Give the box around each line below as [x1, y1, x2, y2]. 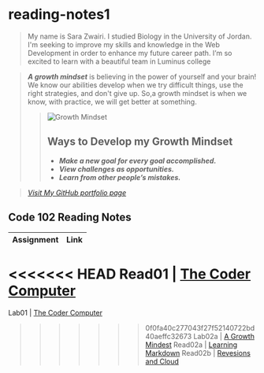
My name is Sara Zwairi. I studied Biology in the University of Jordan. [27, 31, 252, 41]
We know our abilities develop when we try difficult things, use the [27, 80, 244, 90]
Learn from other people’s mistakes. [58, 172, 181, 182]
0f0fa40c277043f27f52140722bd [145, 323, 255, 332]
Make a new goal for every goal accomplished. [58, 156, 217, 165]
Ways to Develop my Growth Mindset [46, 135, 233, 149]
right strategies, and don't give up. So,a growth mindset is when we [27, 88, 247, 98]
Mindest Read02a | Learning [145, 340, 238, 349]
